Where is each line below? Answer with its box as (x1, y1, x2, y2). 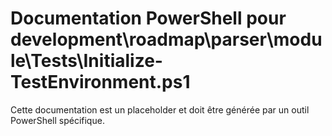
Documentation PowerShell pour (10, 7, 287, 30)
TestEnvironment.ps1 (10, 71, 191, 94)
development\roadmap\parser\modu (10, 28, 323, 51)
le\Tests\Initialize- (10, 50, 163, 72)
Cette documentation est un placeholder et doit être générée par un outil (10, 103, 310, 116)
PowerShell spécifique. (10, 114, 105, 126)
